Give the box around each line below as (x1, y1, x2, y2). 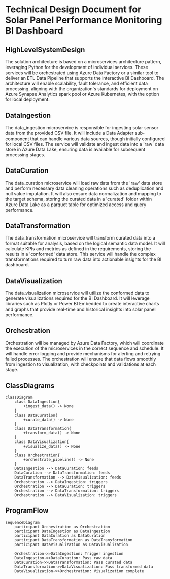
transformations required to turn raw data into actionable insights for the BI (5, 256, 162, 262)
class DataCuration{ (14, 413, 58, 418)
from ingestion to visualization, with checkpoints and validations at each (5, 361, 156, 367)
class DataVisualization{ (14, 439, 70, 445)
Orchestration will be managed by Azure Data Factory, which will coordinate (5, 340, 164, 346)
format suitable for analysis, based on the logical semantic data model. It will (5, 240, 165, 247)
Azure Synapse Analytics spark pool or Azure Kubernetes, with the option (5, 91, 159, 97)
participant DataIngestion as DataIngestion (14, 529, 110, 534)
